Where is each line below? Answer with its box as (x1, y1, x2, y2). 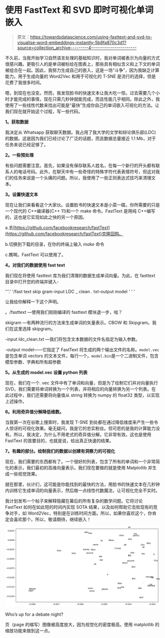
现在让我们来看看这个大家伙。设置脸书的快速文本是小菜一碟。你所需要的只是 (5, 202, 160, 208)
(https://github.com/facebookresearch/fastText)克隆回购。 (5, 231, 124, 237)
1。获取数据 (5, 119, 29, 124)
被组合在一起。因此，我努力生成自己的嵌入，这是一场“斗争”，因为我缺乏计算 (5, 67, 160, 73)
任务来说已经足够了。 (5, 141, 48, 148)
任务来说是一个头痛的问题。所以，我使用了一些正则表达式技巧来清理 (13, 175, 151, 181)
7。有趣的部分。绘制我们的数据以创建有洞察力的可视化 (5, 448, 115, 454)
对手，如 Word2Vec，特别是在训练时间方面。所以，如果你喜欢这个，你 (9, 510, 152, 516)
